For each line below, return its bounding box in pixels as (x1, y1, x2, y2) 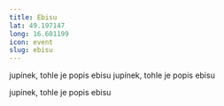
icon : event (9, 37, 53, 47)
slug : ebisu (9, 46, 53, 55)
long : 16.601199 (9, 29, 69, 38)
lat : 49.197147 (9, 21, 66, 30)
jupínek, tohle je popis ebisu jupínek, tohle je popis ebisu (9, 70, 215, 80)
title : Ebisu (9, 12, 58, 22)
